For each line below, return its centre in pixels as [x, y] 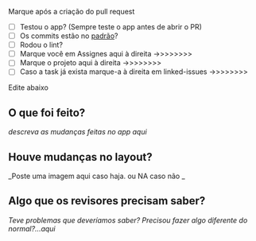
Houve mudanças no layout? [80, 157]
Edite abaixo [29, 87]
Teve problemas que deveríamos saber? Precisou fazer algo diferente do [128, 220]
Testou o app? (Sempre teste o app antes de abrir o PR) [111, 27]
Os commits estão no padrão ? [69, 36]
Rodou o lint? [41, 45]
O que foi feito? [47, 113]
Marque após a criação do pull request [72, 12]
